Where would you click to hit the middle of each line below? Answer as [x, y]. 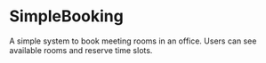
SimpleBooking [67, 16]
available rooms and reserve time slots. [81, 50]
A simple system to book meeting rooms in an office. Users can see [133, 41]
